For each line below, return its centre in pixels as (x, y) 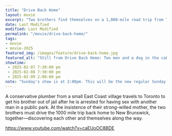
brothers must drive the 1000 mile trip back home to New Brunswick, (78, 112)
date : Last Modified (27, 24)
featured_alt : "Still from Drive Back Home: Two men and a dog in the (82, 58)
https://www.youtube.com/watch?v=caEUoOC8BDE (60, 128)
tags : (11, 39)
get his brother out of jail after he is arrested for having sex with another (81, 102)
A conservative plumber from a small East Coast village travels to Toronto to (85, 96)
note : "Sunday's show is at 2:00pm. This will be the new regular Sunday (86, 82)
